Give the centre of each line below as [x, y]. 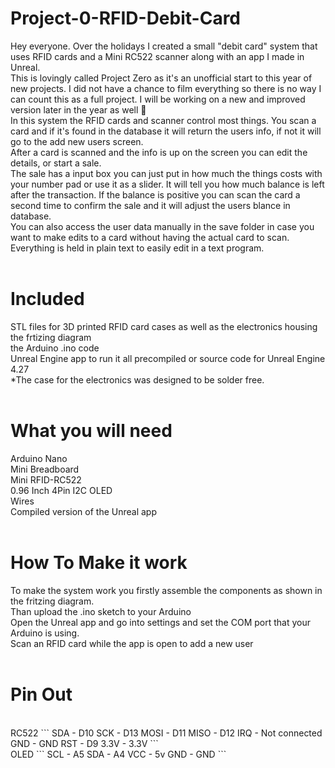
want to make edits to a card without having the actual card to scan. [150, 237]
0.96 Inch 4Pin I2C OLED [61, 490]
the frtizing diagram [51, 337]
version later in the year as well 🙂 [78, 109]
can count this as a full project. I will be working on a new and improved [158, 99]
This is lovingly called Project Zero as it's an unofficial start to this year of [161, 78]
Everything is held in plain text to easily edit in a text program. [137, 248]
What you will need [91, 431]
